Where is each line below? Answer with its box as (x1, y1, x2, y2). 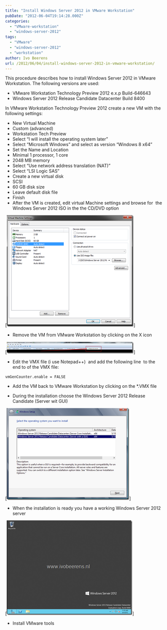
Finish (12, 195, 25, 201)
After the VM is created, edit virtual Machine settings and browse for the (12, 200, 163, 206)
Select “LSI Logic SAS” (12, 168, 60, 174)
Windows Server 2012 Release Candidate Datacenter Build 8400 (12, 96, 146, 102)
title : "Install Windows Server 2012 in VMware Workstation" (5, 8, 135, 13)
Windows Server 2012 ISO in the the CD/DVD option (12, 205, 119, 211)
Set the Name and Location (12, 147, 69, 153)
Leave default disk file (12, 189, 58, 195)
